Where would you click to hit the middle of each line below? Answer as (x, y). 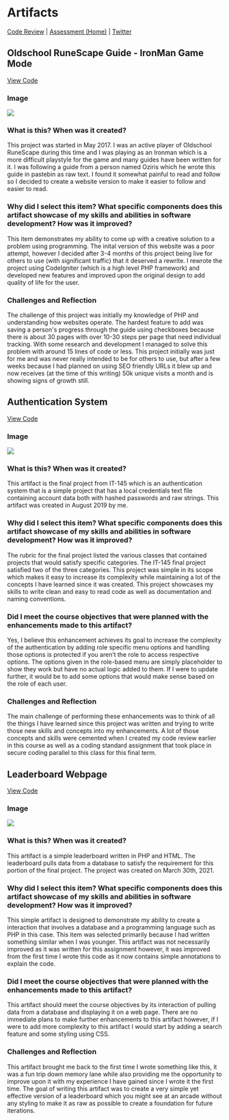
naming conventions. (37, 599)
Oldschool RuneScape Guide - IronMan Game (105, 53)
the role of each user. (37, 684)
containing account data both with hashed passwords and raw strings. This (113, 498)
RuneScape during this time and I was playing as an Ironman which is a (107, 153)
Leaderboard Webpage (57, 774)
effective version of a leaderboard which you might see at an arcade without (114, 1096)
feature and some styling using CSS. (58, 1034)
